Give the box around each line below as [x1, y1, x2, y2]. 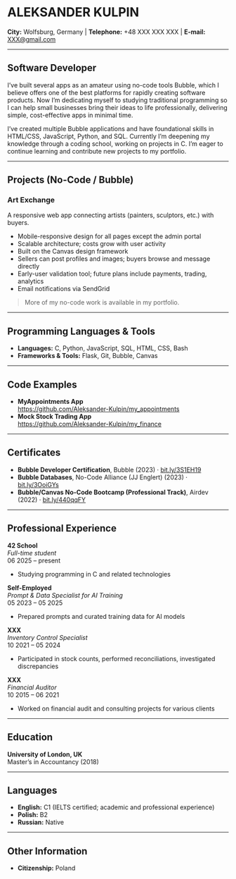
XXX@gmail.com [7, 35, 56, 43]
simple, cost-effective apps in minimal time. [7, 111, 133, 119]
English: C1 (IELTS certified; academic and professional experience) [17, 803, 215, 811]
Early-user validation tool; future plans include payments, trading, [17, 269, 207, 278]
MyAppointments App [17, 398, 84, 406]
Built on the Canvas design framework [17, 247, 129, 256]
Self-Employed [7, 583, 52, 592]
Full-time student [7, 548, 57, 557]
